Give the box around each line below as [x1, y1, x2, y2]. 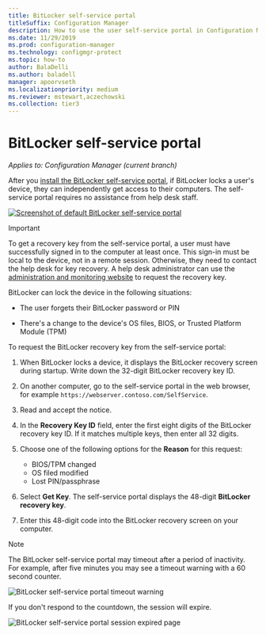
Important [8, 224, 40, 233]
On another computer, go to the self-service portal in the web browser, [19, 381, 251, 391]
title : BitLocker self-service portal [8, 11, 136, 20]
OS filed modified [31, 469, 89, 478]
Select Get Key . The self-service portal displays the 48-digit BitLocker [19, 492, 251, 502]
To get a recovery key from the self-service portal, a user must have [8, 239, 231, 248]
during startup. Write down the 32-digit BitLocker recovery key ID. [19, 366, 236, 376]
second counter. [8, 572, 62, 581]
